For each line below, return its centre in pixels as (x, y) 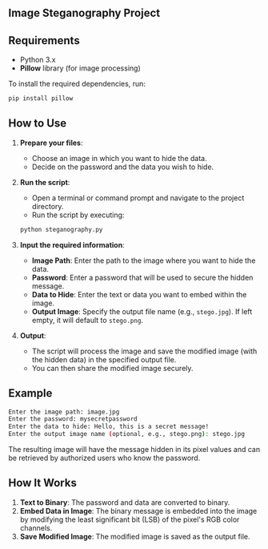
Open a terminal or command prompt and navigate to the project (138, 198)
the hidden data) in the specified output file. (104, 359)
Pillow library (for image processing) (80, 68)
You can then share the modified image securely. (112, 368)
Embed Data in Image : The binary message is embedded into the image (138, 511)
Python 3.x (38, 60)
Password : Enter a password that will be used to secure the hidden (142, 277)
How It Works (43, 483)
